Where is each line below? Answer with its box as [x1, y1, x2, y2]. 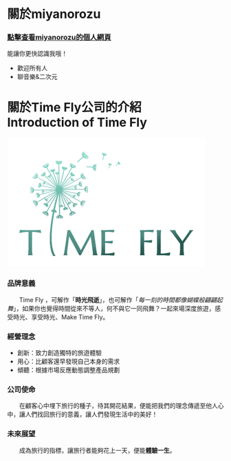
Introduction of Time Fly [7, 114, 148, 130]
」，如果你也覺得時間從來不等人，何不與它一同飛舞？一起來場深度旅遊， [13, 304, 215, 312]
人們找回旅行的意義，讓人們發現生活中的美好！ [25, 410, 158, 418]
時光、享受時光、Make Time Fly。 [12, 312, 109, 321]
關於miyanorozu [7, 6, 101, 22]
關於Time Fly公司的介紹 [7, 99, 142, 115]
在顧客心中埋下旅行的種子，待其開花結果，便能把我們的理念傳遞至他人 [19, 402, 218, 410]
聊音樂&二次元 [16, 73, 58, 81]
